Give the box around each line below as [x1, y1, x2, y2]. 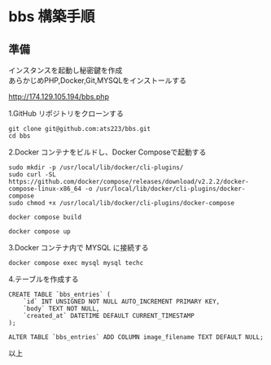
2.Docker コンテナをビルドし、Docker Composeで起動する [8, 147, 207, 157]
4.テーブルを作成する [8, 274, 79, 284]
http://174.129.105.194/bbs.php [8, 92, 110, 102]
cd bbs [8, 132, 31, 140]
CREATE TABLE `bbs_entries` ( [8, 290, 111, 298]
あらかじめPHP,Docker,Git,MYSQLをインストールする [8, 76, 187, 85]
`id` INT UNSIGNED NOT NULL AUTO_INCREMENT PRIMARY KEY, [23, 298, 221, 306]
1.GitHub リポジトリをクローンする [8, 109, 125, 118]
